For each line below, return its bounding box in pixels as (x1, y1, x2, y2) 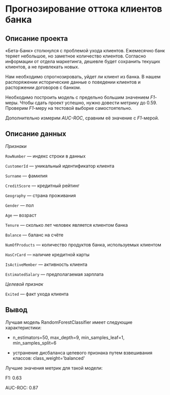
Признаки (5, 143, 27, 149)
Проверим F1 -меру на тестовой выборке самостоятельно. (5, 105, 132, 111)
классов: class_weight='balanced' (12, 355, 85, 361)
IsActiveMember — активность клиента (5, 261, 88, 267)
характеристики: (5, 324, 42, 330)
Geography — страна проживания (5, 192, 76, 198)
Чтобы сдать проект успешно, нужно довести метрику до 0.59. (19, 100, 157, 106)
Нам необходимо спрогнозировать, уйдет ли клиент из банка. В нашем (5, 74, 161, 79)
